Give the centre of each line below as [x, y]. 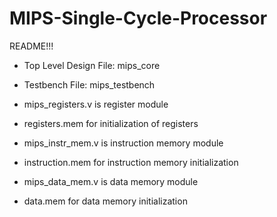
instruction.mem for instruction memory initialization [131, 162]
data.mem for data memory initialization [105, 201]
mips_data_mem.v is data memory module [111, 181]
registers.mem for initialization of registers [111, 123]
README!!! [31, 46]
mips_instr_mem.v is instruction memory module [123, 143]
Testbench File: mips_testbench [89, 84]
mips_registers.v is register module [96, 104]
